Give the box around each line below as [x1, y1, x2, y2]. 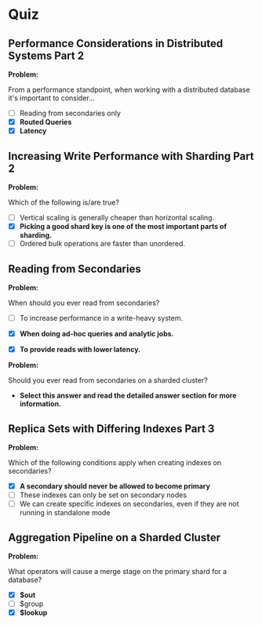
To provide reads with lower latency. [19, 345, 141, 354]
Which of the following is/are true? [8, 198, 120, 207]
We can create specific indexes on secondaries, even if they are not [19, 500, 239, 509]
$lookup [19, 608, 48, 617]
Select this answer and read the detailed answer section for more [19, 391, 237, 401]
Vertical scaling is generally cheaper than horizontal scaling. [19, 213, 215, 222]
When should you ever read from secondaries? [8, 298, 160, 307]
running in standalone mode [19, 508, 111, 518]
